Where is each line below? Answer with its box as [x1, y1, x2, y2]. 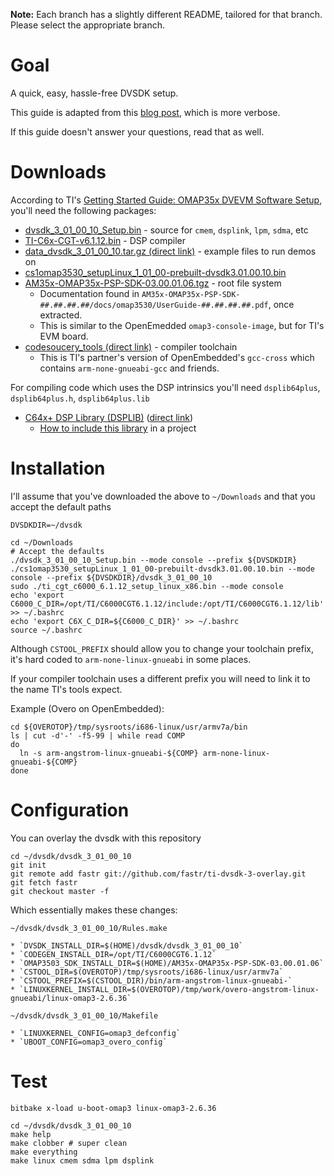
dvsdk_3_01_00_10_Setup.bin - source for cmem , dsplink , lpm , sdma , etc [24, 224, 309, 236]
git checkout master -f [10, 886, 110, 896]
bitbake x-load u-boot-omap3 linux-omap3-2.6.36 [10, 1103, 217, 1113]
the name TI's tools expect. [10, 683, 123, 695]
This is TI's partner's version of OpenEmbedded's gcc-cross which [39, 351, 315, 363]
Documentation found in [39, 287, 140, 299]
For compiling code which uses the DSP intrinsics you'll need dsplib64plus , [10, 381, 321, 393]
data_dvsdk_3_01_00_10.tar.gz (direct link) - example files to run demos [24, 245, 317, 257]
